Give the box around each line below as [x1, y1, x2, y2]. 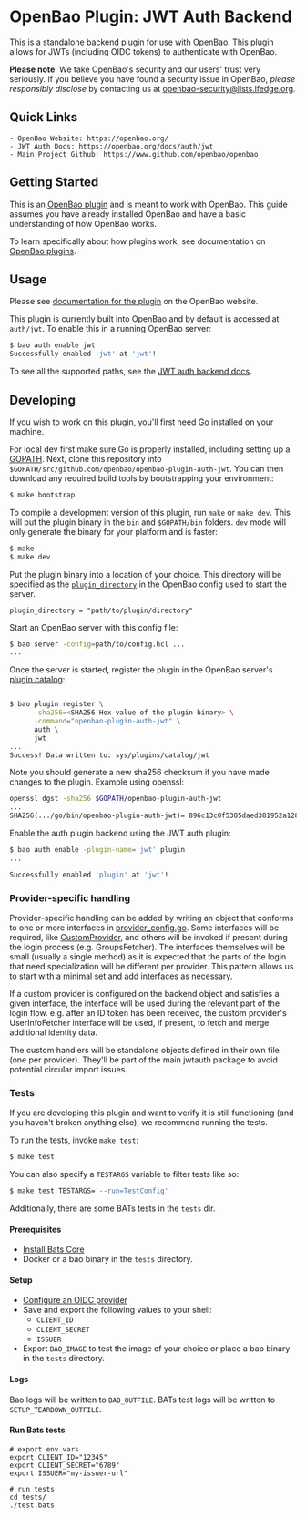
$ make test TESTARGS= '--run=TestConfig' [9, 1186, 169, 1195]
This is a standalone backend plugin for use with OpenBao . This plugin [9, 36, 275, 47]
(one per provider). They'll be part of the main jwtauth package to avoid [9, 1054, 278, 1065]
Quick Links [9, 109, 78, 125]
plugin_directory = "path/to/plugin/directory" [9, 606, 194, 615]
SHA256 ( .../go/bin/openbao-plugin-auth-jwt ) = [9, 811, 185, 821]
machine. [9, 426, 45, 436]
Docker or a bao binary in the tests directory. [22, 1254, 193, 1265]
